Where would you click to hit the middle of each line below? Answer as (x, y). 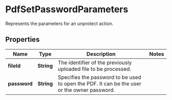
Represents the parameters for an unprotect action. (59, 23)
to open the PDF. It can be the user (100, 84)
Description (101, 54)
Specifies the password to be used (100, 77)
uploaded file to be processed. (95, 69)
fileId (14, 66)
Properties (23, 40)
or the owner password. (87, 90)
